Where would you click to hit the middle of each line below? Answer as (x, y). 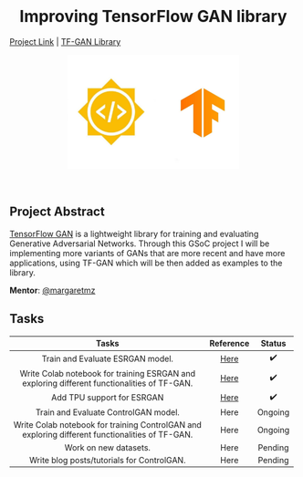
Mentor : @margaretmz (52, 290)
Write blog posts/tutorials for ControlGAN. (107, 460)
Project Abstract (57, 212)
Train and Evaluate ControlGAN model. (107, 412)
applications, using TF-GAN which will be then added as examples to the (146, 263)
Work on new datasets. (107, 447)
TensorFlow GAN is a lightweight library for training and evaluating (134, 233)
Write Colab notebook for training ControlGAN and (108, 425)
